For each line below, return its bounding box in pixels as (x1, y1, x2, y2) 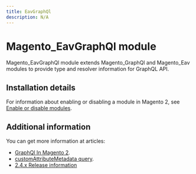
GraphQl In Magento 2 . (14, 149, 71, 156)
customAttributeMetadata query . (14, 155, 94, 163)
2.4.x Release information (14, 162, 77, 169)
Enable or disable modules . (6, 105, 72, 112)
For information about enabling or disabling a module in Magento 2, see (6, 98, 180, 105)
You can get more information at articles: (6, 137, 105, 145)
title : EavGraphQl (6, 8, 51, 15)
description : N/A (6, 14, 49, 20)
